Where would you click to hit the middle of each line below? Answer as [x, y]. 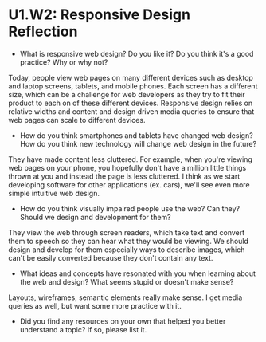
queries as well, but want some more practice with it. [95, 305]
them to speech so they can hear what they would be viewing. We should [129, 241]
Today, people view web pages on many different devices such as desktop [131, 77]
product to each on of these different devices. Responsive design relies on [131, 103]
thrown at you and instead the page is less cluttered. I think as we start [124, 176]
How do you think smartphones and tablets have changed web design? [136, 135]
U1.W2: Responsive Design [100, 15]
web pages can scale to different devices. [77, 120]
